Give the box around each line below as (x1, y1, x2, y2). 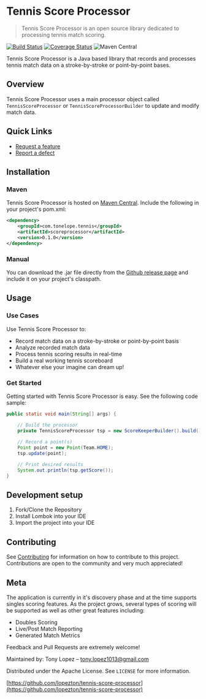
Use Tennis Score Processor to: (6, 325, 86, 332)
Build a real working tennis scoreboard (15, 357, 113, 364)
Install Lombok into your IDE (15, 513, 86, 520)
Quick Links (6, 126, 53, 137)
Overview (6, 79, 45, 90)
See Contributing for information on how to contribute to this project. (6, 553, 180, 560)
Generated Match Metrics (15, 632, 80, 639)
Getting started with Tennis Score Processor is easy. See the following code (6, 392, 198, 400)
